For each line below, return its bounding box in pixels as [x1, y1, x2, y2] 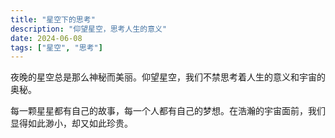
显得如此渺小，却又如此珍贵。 [10, 117, 133, 130]
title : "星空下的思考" [10, 14, 96, 25]
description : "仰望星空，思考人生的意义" [10, 24, 168, 34]
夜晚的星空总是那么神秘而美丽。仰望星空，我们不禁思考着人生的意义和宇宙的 [10, 71, 326, 83]
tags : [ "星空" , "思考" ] [10, 42, 103, 53]
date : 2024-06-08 [10, 33, 83, 43]
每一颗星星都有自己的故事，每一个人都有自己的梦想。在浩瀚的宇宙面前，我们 [10, 105, 326, 117]
